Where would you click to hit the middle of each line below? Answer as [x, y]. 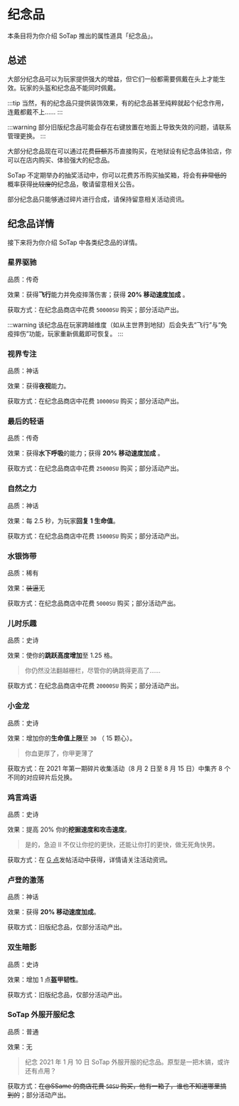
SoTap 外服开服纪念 [41, 1015]
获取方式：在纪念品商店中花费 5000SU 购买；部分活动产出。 [94, 604]
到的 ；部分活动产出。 [38, 1095]
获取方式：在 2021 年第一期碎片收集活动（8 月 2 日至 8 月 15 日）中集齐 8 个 [119, 768]
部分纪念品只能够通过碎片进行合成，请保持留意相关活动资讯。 [98, 199]
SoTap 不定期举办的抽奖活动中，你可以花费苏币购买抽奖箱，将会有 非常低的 [117, 175]
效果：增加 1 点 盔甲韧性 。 [45, 979]
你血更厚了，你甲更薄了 [59, 753]
